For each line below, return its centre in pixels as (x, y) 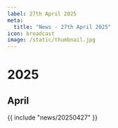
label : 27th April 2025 (42, 14)
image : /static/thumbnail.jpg (52, 40)
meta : (15, 20)
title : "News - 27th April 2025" (63, 27)
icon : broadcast (31, 33)
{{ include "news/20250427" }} (53, 117)
